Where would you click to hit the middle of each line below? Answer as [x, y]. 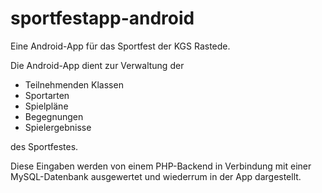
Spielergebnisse [58, 127]
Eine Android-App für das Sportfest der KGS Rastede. [120, 46]
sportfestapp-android [102, 18]
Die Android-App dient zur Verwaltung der [97, 65]
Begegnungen [54, 116]
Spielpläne [46, 106]
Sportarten [47, 95]
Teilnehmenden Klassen [74, 84]
